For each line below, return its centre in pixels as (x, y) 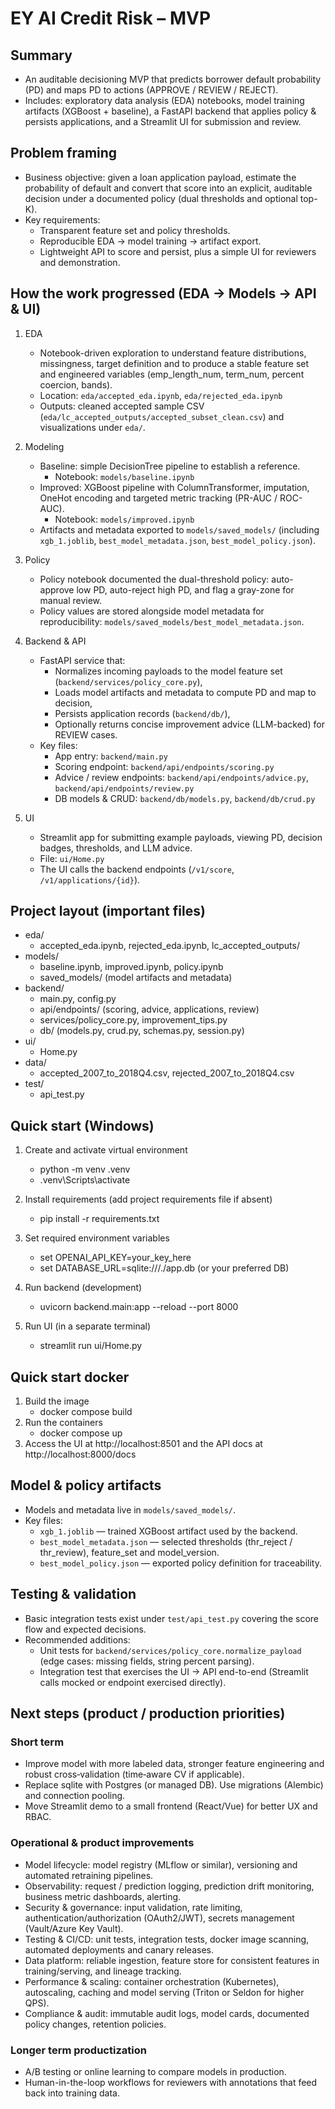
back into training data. (72, 2093)
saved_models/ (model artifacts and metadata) (136, 978)
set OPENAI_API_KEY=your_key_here (115, 1258)
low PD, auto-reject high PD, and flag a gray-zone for (185, 589)
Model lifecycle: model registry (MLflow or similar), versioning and (161, 1864)
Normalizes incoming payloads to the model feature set (168, 671)
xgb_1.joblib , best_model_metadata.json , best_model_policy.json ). (177, 540)
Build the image (57, 1401)
